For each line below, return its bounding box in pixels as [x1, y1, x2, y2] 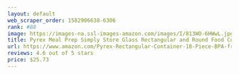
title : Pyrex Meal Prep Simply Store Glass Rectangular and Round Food [7, 37, 224, 44]
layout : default [7, 10, 55, 18]
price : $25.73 [7, 56, 50, 63]
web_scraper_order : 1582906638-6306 [7, 17, 116, 24]
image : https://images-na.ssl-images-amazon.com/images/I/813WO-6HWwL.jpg [7, 30, 234, 37]
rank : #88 [7, 23, 37, 30]
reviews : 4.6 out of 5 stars [7, 50, 94, 57]
